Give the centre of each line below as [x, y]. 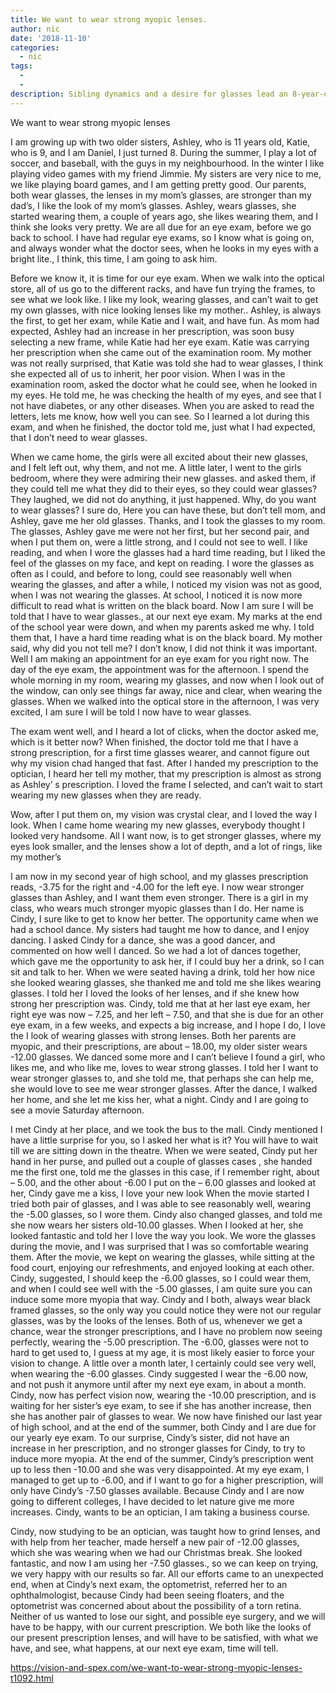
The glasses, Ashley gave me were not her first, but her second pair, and [160, 531]
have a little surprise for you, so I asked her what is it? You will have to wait [164, 1140]
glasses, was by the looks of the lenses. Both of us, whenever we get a [156, 1320]
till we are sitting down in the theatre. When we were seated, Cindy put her [164, 1150]
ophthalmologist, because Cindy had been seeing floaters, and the [147, 1595]
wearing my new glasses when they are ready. [106, 795]
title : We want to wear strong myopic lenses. [109, 19]
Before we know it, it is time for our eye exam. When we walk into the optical [167, 278]
